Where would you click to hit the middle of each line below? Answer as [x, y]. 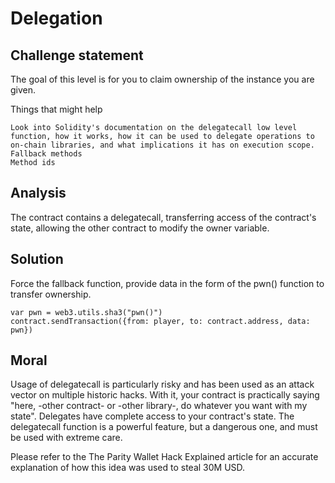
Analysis [38, 193]
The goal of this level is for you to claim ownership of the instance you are [162, 79]
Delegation [56, 18]
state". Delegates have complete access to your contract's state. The [152, 416]
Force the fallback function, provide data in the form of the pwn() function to [167, 283]
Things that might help [56, 109]
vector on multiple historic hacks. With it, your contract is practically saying [165, 395]
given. [23, 90]
